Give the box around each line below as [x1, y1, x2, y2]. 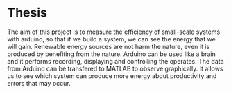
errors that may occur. [7, 79, 71, 87]
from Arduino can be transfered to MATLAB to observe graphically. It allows [7, 64, 223, 73]
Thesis [7, 5, 47, 21]
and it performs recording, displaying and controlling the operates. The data [7, 57, 224, 65]
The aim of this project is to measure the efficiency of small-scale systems [7, 28, 221, 36]
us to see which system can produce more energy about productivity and [7, 71, 217, 80]
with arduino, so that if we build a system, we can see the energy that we [7, 35, 216, 43]
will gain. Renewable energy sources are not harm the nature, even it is [7, 42, 210, 50]
